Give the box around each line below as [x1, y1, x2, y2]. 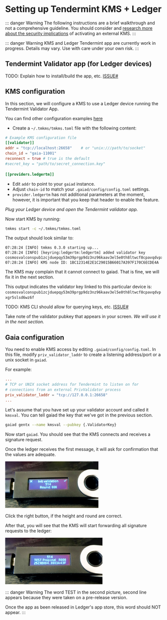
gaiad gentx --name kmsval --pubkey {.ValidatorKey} [5, 422, 117, 427]
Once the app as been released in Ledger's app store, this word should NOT [5, 604, 162, 610]
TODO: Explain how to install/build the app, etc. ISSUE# [5, 73, 118, 79]
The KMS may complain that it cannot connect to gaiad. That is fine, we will [5, 269, 160, 275]
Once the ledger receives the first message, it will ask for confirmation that [5, 446, 158, 452]
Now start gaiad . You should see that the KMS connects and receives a [5, 431, 151, 437]
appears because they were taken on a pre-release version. [5, 594, 128, 600]
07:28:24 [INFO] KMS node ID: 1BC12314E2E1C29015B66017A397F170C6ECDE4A [5, 260, 159, 265]
